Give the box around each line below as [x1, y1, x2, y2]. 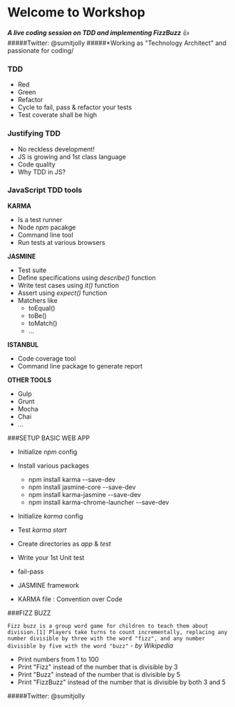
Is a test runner [17, 215, 63, 224]
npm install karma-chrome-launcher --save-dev [28, 498, 169, 506]
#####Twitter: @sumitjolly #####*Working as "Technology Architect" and [7, 39, 226, 47]
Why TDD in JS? [17, 167, 66, 176]
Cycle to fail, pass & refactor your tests [17, 103, 132, 111]
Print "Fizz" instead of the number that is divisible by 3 [17, 662, 178, 671]
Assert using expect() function [17, 289, 108, 297]
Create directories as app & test [17, 539, 112, 548]
